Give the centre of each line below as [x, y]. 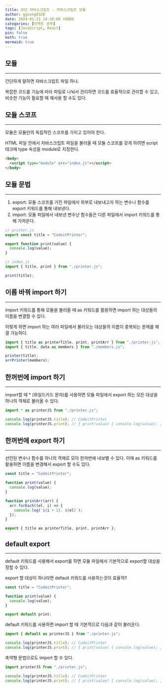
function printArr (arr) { [32, 501]
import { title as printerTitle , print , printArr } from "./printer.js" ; [83, 342]
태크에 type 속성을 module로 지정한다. [42, 149]
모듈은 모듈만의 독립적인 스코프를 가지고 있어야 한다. [55, 133]
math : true [16, 38]
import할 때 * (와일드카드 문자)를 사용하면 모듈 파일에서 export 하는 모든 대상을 [82, 394]
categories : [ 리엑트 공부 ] [30, 24]
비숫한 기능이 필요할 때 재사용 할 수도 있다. [46, 98]
